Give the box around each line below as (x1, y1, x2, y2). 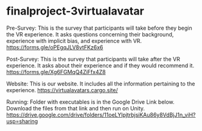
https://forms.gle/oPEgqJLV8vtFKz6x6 (6, 44, 103, 51)
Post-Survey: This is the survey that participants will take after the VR (6, 55, 181, 62)
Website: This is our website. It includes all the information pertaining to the (6, 80, 195, 87)
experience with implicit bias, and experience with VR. (6, 37, 142, 44)
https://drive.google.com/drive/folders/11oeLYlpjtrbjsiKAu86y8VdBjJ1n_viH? (6, 111, 196, 118)
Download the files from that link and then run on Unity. (6, 104, 145, 112)
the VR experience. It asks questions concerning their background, (6, 30, 174, 38)
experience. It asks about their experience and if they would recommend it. (6, 62, 195, 69)
